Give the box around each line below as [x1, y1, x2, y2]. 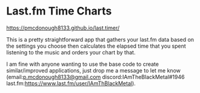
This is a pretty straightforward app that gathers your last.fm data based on [6, 36, 195, 43]
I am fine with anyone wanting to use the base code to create [6, 60, 159, 68]
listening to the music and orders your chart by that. [6, 48, 136, 56]
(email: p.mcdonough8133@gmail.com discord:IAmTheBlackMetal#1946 [6, 73, 185, 80]
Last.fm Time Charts [6, 4, 112, 18]
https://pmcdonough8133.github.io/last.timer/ [6, 24, 120, 31]
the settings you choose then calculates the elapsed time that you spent [6, 42, 186, 50]
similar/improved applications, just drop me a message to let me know [6, 66, 181, 74]
